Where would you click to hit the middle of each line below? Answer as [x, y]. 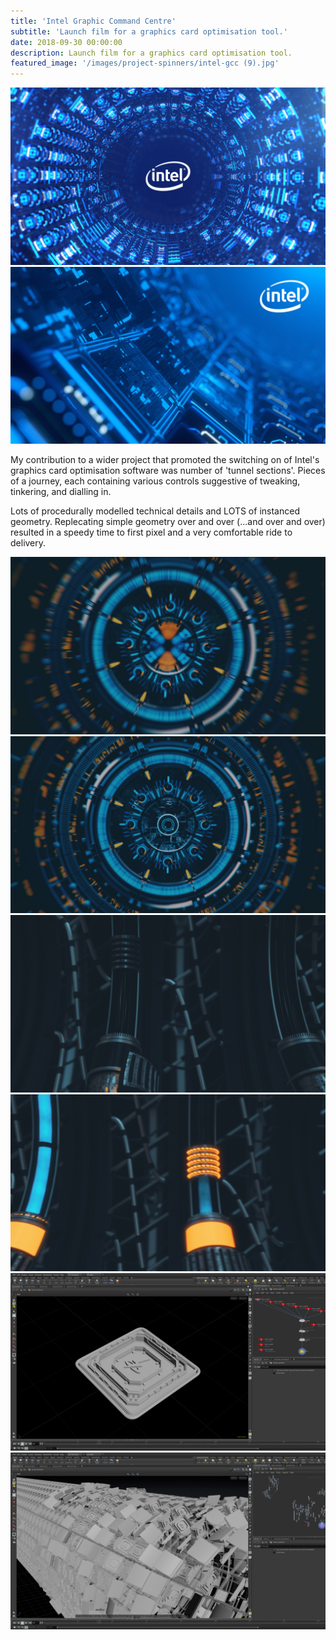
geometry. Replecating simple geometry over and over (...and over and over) [168, 522]
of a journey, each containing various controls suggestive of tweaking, [155, 481]
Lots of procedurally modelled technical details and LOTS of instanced [155, 511]
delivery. [28, 543]
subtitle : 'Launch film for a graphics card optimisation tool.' [149, 31]
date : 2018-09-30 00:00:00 [66, 42]
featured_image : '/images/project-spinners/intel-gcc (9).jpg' [145, 63]
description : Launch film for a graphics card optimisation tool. [151, 53]
